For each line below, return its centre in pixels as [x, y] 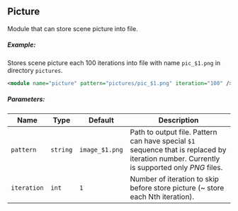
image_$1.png [101, 149]
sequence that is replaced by [178, 149]
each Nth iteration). [162, 196]
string [62, 149]
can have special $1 [163, 141]
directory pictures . [35, 70]
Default [101, 120]
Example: [22, 45]
